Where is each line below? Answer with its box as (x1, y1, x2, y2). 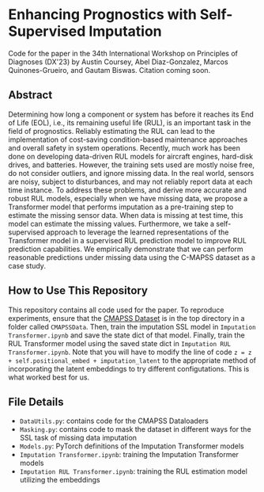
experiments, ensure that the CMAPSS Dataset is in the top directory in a (8, 313, 245, 322)
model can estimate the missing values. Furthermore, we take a (8, 219, 215, 228)
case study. (8, 261, 46, 270)
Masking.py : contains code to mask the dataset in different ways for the (19, 425, 251, 434)
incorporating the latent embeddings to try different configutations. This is (8, 364, 250, 373)
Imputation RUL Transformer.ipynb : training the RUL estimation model (19, 467, 247, 476)
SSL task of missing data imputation (19, 433, 137, 443)
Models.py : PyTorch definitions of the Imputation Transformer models (19, 441, 244, 451)
